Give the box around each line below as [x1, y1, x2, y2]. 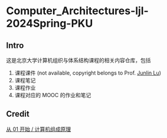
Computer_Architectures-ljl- [6, 4, 149, 18]
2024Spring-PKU [6, 17, 93, 30]
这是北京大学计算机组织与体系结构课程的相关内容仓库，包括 [6, 57, 151, 63]
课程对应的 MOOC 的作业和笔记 [14, 92, 91, 98]
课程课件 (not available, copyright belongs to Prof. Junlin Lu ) [14, 69, 161, 76]
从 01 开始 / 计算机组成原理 [6, 126, 71, 133]
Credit [6, 109, 30, 119]
